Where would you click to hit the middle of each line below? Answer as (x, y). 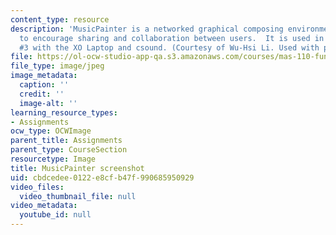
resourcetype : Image (53, 159)
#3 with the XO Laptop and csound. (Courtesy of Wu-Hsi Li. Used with (169, 47)
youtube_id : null (55, 215)
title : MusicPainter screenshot (77, 168)
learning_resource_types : (64, 112)
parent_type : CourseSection (69, 150)
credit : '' (42, 94)
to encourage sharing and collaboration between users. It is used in (172, 38)
